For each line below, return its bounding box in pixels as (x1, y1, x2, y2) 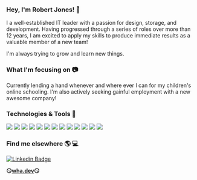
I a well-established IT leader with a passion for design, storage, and (6, 19, 177, 27)
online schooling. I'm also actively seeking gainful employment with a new (6, 88, 191, 95)
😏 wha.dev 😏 (6, 167, 40, 175)
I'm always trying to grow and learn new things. (6, 50, 124, 57)
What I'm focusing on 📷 (6, 66, 79, 74)
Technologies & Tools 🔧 (6, 109, 77, 118)
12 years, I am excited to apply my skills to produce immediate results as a (6, 32, 190, 39)
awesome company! (6, 94, 57, 101)
